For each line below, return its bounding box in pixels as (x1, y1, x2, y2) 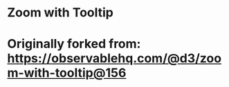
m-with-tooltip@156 (7, 65, 127, 81)
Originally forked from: (7, 36, 141, 52)
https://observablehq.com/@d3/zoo (7, 51, 222, 66)
